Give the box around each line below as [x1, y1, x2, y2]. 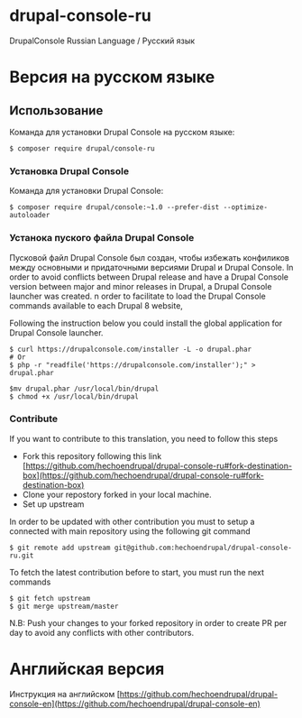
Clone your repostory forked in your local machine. [22, 489, 212, 500]
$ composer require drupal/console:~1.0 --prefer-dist [9, 203, 220, 212]
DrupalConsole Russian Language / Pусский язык [9, 35, 196, 46]
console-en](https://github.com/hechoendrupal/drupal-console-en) [9, 698, 261, 709]
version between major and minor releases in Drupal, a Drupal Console [9, 281, 272, 291]
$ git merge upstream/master [9, 602, 119, 611]
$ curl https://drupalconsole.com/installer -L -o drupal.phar [9, 345, 252, 354]
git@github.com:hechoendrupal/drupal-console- [114, 543, 293, 552]
